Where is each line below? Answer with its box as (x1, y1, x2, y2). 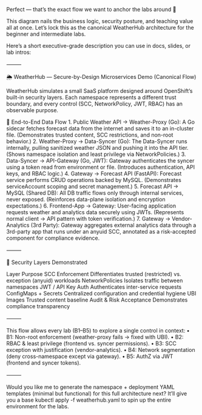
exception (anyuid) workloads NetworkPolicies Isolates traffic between (6, 277, 183, 284)
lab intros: (6, 49, 32, 56)
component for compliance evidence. (6, 234, 100, 241)
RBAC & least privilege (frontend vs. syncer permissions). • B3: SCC (6, 340, 177, 347)
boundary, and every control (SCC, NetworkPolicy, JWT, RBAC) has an (6, 100, 183, 107)
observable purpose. (6, 107, 59, 113)
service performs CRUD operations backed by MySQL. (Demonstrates (6, 177, 182, 183)
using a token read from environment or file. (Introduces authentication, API (6, 164, 195, 170)
